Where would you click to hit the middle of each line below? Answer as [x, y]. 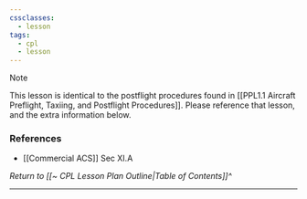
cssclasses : [32, 18]
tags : [20, 35]
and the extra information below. [70, 115]
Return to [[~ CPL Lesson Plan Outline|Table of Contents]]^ [121, 176]
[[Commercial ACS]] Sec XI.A [78, 158]
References [36, 139]
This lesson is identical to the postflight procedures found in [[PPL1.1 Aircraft [153, 96]
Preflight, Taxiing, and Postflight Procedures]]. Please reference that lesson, [152, 105]
